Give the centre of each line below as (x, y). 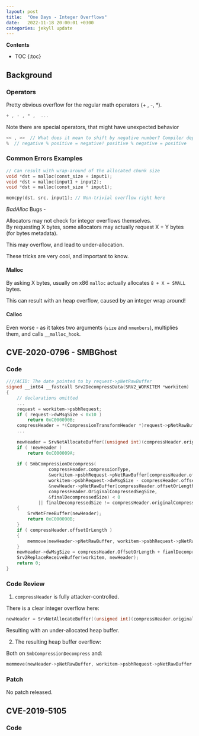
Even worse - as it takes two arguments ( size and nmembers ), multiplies (92, 327)
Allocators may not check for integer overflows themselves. (79, 221)
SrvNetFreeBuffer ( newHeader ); (65, 514)
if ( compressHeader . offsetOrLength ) (65, 530)
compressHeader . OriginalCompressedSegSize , (103, 491)
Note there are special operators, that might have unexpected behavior (93, 127)
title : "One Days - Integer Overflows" (57, 17)
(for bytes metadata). (32, 233)
